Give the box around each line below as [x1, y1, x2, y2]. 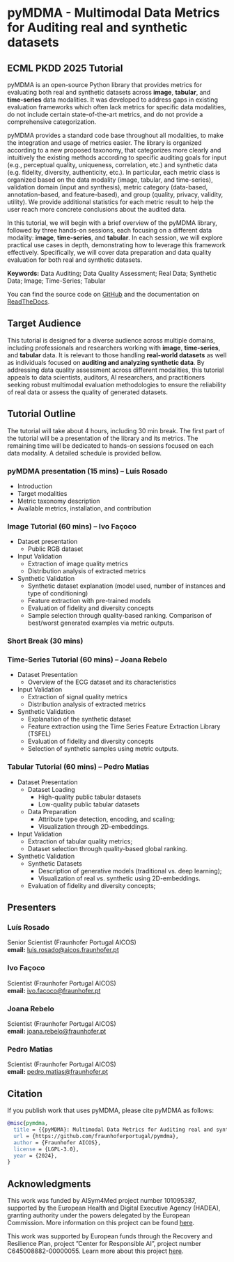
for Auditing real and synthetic [7, 20, 188, 36]
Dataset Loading [27, 785, 75, 793]
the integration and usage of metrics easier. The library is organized [7, 139, 202, 147]
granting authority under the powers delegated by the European [7, 1211, 190, 1220]
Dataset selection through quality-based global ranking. [27, 844, 188, 852]
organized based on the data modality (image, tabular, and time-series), [7, 176, 214, 184]
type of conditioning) [27, 589, 88, 598]
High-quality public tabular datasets [38, 793, 141, 801]
